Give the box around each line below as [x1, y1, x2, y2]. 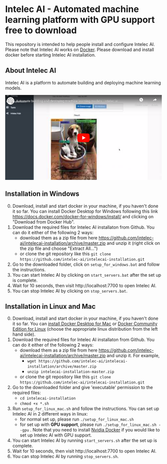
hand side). [12, 331, 36, 338]
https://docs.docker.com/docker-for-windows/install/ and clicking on [12, 213, 154, 219]
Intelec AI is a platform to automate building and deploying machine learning [5, 79, 161, 85]
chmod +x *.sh [19, 401, 49, 407]
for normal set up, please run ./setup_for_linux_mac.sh [19, 416, 134, 423]
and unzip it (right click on [106, 240, 161, 246]
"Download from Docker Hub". [12, 219, 75, 225]
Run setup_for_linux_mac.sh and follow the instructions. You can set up [12, 406, 160, 412]
